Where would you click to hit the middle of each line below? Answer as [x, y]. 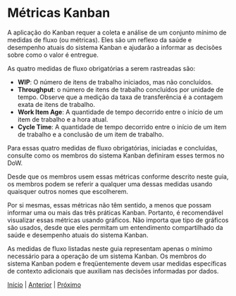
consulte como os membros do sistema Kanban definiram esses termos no [116, 155]
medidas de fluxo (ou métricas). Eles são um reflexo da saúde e [100, 39]
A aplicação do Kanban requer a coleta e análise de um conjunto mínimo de [117, 32]
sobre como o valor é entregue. [53, 55]
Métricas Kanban [59, 13]
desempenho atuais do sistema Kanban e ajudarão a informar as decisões [115, 47]
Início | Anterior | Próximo [44, 284]
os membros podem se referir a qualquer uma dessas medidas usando [110, 184]
